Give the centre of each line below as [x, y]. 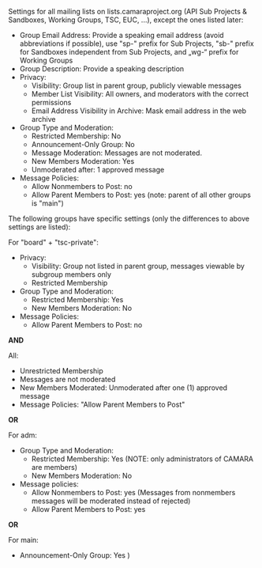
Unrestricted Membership [62, 371]
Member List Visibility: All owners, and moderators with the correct [140, 94]
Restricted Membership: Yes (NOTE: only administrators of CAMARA [142, 459]
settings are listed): [39, 227]
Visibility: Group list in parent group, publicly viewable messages [137, 85]
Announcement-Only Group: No [83, 144]
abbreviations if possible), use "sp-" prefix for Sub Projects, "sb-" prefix [137, 44]
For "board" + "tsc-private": [53, 242]
